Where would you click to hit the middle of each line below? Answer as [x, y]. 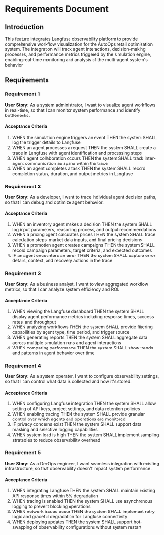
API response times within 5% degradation [55, 496]
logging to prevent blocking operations [51, 506]
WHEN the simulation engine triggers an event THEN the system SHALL [84, 137]
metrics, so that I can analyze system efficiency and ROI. [62, 289]
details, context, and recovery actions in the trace [62, 261]
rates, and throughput [34, 322]
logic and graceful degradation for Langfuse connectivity [70, 516]
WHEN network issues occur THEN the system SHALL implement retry [83, 511]
